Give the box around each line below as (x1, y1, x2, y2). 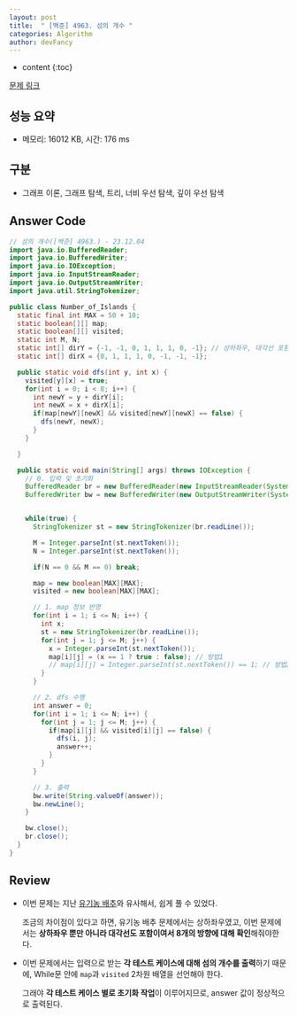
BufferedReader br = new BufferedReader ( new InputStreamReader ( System (25, 482, 291, 492)
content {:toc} (21, 62, 73, 73)
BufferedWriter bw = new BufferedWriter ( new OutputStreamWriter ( (25, 491, 271, 500)
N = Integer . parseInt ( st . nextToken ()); (32, 547, 179, 555)
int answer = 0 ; (32, 701, 93, 710)
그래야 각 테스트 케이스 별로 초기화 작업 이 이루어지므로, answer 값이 (21, 987, 255, 998)
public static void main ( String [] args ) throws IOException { (17, 466, 251, 475)
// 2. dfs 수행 (32, 693, 86, 703)
